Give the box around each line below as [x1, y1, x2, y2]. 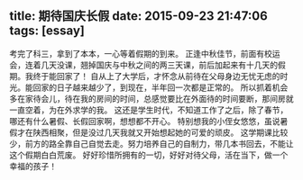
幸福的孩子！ [9, 160, 57, 171]
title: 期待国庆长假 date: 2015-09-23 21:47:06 [9, 8, 268, 24]
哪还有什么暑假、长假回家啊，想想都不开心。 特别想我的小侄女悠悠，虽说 [9, 115, 280, 126]
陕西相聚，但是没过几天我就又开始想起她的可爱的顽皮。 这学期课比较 [32, 127, 289, 138]
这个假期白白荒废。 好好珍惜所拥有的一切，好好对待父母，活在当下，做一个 [9, 149, 289, 160]
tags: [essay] [9, 23, 86, 39]
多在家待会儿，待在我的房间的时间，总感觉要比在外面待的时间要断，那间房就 [9, 93, 294, 103]
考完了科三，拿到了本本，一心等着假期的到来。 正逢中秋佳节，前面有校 [9, 48, 272, 58]
